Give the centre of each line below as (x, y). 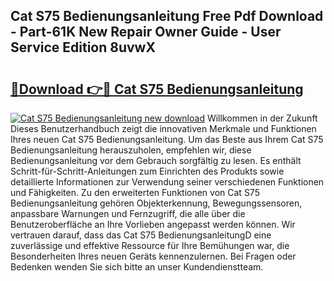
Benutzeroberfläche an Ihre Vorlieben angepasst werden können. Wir (153, 224)
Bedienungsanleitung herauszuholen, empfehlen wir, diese (131, 150)
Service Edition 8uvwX (83, 47)
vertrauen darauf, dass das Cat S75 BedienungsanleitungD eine (141, 235)
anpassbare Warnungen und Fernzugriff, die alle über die (128, 213)
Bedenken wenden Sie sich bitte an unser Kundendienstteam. (137, 267)
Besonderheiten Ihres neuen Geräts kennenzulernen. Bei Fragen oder (153, 256)
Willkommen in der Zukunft (262, 118)
